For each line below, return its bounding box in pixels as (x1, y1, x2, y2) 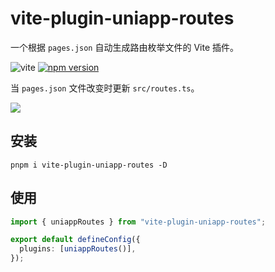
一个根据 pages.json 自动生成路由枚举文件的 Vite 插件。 (10, 41, 239, 53)
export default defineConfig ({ (10, 235, 141, 245)
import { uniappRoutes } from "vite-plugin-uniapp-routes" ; (10, 217, 267, 227)
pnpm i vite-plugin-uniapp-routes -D (10, 160, 168, 170)
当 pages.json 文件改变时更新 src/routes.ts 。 (10, 82, 200, 94)
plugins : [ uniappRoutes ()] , (19, 244, 137, 254)
